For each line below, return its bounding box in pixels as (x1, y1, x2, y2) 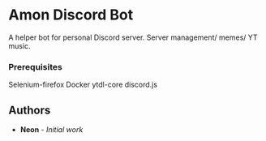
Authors (8, 103, 51, 117)
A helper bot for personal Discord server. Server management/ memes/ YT (8, 32, 258, 42)
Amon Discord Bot (8, 6, 134, 24)
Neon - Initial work (19, 125, 84, 135)
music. (8, 41, 31, 50)
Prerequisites (8, 61, 62, 72)
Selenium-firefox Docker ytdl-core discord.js (8, 79, 158, 90)
